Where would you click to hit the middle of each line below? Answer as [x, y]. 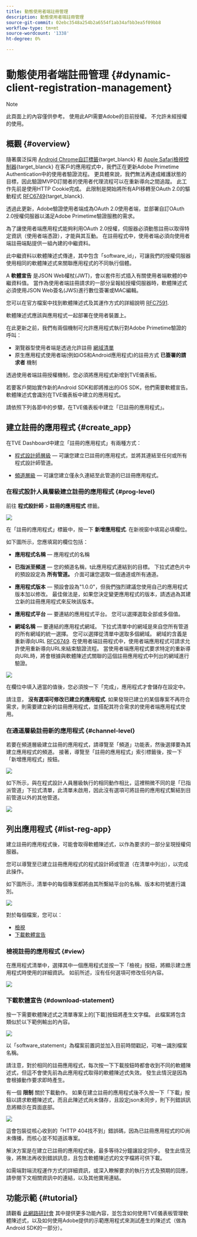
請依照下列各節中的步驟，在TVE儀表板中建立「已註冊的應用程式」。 [87, 407]
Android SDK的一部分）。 [36, 1228]
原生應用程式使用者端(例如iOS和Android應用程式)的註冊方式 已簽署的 [98, 355]
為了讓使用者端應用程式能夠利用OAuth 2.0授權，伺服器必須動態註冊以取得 [95, 228]
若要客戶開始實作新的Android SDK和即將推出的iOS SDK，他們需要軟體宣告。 [98, 387]
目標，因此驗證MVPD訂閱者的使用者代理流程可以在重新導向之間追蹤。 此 [94, 181]
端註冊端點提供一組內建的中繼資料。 [50, 243]
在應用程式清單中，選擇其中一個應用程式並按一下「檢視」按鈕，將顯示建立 [96, 965]
